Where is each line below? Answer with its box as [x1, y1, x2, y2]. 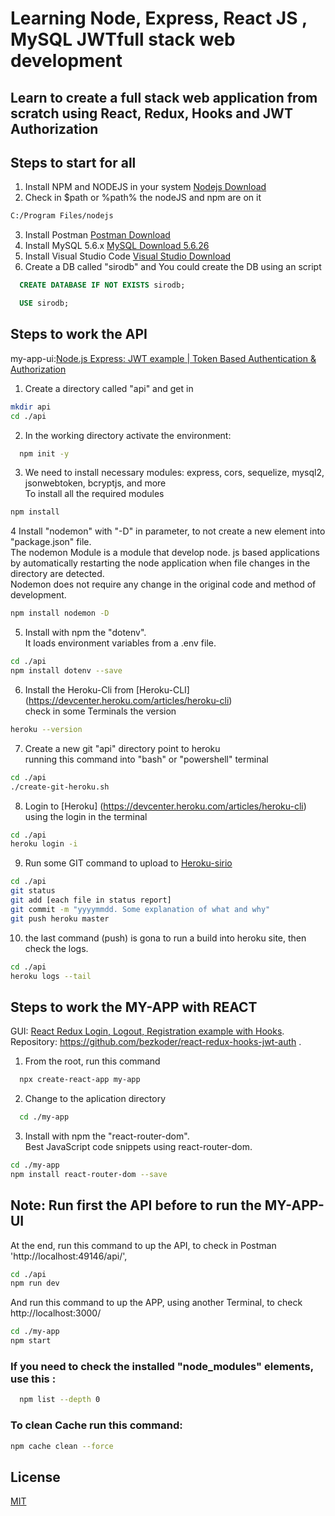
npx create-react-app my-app [19, 1075, 141, 1085]
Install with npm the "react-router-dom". [24, 1130, 190, 1142]
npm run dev [10, 1278, 60, 1289]
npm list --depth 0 [19, 1395, 101, 1405]
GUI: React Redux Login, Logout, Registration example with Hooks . [10, 1025, 285, 1037]
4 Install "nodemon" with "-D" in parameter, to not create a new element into [10, 525, 326, 537]
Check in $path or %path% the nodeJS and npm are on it [24, 192, 262, 204]
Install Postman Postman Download [24, 229, 171, 241]
